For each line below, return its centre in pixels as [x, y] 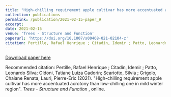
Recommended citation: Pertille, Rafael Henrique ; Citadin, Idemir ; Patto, [81, 67]
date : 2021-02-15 [24, 29]
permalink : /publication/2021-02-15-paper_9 [53, 19]
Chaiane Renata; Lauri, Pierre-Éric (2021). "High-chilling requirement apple [83, 78]
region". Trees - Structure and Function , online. [55, 89]
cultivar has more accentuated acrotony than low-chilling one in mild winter [84, 83]
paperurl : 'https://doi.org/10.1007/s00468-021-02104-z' [67, 39]
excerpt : [15, 24]
